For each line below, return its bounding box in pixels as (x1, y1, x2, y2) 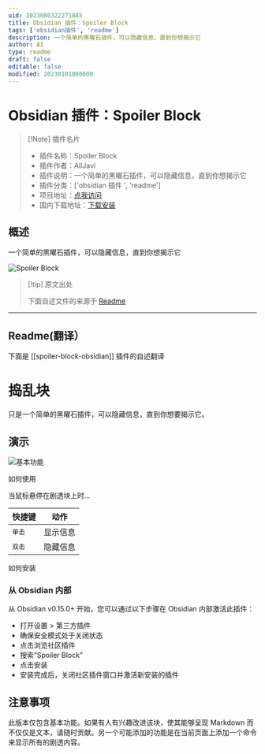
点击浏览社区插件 (19, 641, 76, 650)
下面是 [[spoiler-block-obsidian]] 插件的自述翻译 (8, 351, 165, 361)
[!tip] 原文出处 (27, 280, 73, 289)
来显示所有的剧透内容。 (8, 737, 84, 747)
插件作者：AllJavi (39, 161, 96, 170)
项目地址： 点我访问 (39, 190, 103, 199)
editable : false (8, 63, 62, 71)
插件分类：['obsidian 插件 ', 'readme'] (39, 180, 162, 190)
